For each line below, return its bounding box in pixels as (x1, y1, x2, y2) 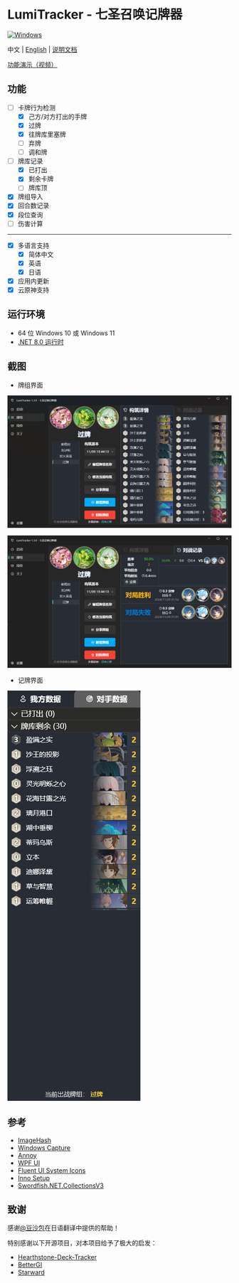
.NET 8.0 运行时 (17, 337, 64, 346)
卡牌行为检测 (17, 103, 55, 112)
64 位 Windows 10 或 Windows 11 (17, 329, 115, 337)
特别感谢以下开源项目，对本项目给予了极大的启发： (7, 1239, 157, 1247)
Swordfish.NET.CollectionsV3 (17, 1181, 105, 1190)
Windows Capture (17, 1143, 71, 1152)
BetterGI (17, 1260, 43, 1269)
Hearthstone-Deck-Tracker (17, 1253, 97, 1262)
